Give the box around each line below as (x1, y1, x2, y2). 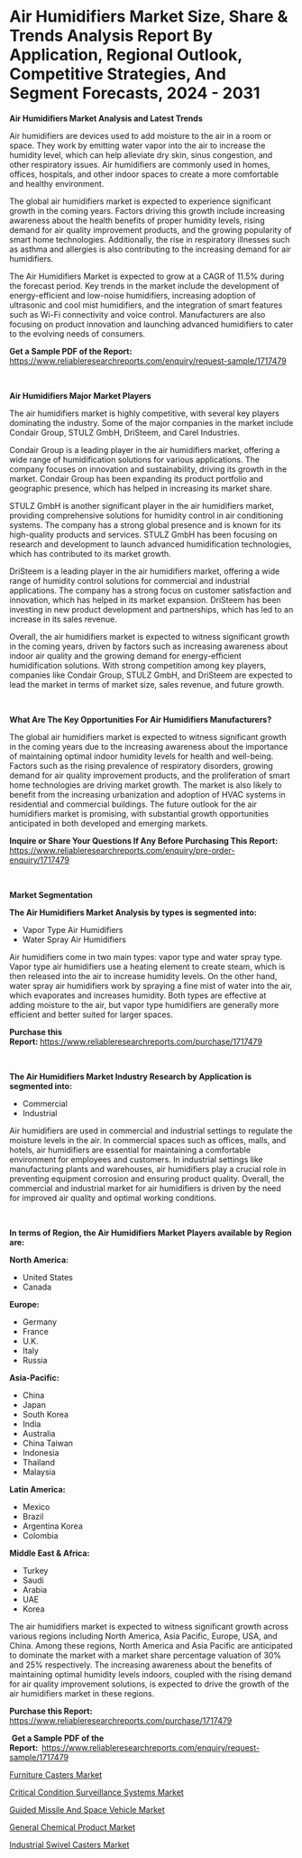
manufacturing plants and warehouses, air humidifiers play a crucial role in (9, 1163, 287, 1174)
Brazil (22, 1511, 44, 1521)
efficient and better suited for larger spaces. (9, 1009, 173, 1020)
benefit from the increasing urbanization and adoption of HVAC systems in (9, 789, 286, 800)
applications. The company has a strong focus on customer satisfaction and (9, 585, 291, 596)
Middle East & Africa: (9, 1548, 90, 1558)
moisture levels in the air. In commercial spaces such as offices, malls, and (9, 1134, 287, 1145)
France (22, 1326, 50, 1336)
